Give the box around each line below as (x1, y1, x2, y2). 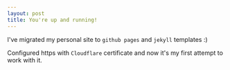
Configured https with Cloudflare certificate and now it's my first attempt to (7, 49, 224, 57)
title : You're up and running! (7, 16, 98, 23)
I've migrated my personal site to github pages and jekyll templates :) (7, 35, 208, 43)
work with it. (7, 56, 43, 64)
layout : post (7, 10, 45, 17)
